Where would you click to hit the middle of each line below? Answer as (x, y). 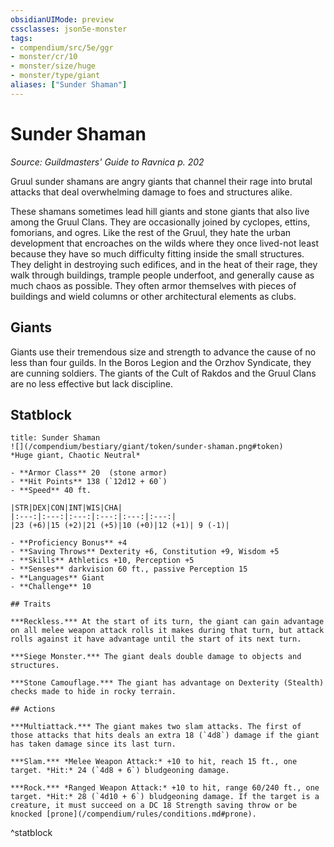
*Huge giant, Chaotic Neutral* (75, 456)
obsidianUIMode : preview (62, 19)
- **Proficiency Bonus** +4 (69, 543)
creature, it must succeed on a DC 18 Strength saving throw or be (154, 806)
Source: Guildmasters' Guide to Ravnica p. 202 (107, 162)
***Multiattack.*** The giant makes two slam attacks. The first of (156, 727)
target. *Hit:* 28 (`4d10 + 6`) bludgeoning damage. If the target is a (165, 797)
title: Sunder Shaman (55, 438)
